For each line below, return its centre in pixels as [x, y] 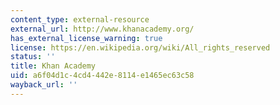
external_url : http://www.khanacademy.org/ [102, 29]
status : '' [33, 57]
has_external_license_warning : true [86, 38]
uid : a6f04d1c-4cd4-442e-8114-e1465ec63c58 [102, 76]
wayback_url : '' [44, 85]
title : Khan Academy [53, 66]
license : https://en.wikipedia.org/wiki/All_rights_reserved [140, 47]
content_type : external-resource [80, 19]
